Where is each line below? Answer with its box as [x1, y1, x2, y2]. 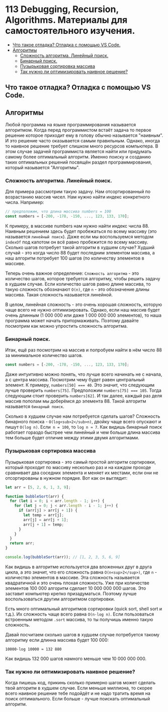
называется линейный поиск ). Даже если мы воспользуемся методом [5, 234, 154, 240]
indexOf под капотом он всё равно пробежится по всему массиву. [5, 239, 148, 245]
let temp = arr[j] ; [23, 513, 64, 518]
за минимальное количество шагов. [5, 352, 83, 359]
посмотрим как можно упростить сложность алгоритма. [5, 323, 128, 329]
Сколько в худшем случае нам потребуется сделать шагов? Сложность [5, 413, 160, 420]
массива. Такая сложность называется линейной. [5, 292, 113, 298]
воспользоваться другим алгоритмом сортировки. [5, 596, 115, 602]
